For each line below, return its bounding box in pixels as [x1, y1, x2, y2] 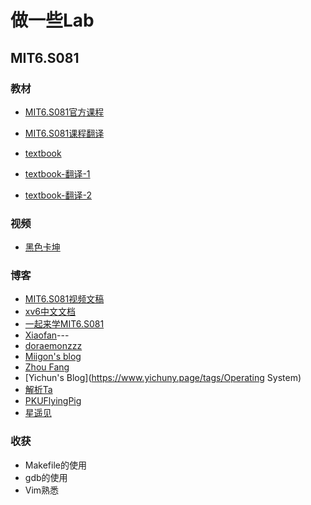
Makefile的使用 [24, 459, 87, 471]
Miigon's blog [24, 351, 82, 363]
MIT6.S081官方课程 [24, 106, 105, 118]
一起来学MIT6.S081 [24, 318, 105, 330]
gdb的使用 [24, 471, 68, 483]
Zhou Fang [24, 361, 70, 373]
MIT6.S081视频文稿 [24, 293, 105, 305]
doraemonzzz [24, 340, 83, 352]
